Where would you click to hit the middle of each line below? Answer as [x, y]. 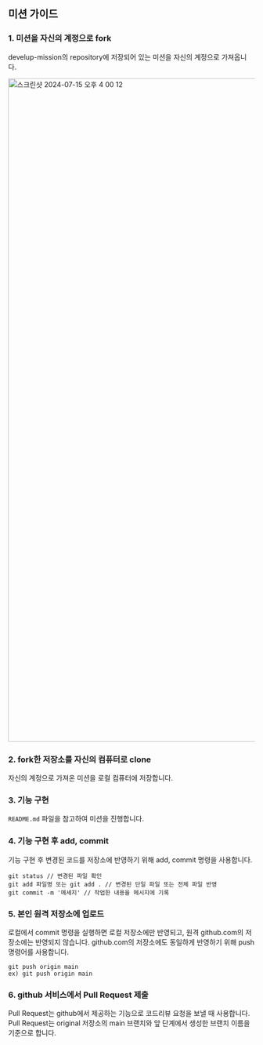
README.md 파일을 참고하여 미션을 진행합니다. [76, 819]
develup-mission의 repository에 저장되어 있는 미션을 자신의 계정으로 [114, 56]
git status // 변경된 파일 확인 [55, 876]
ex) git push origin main [50, 974]
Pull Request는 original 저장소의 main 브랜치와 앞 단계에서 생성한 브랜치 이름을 [129, 1023]
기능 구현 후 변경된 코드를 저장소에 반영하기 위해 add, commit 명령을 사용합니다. [130, 859]
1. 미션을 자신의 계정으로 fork [60, 38]
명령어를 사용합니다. [38, 952]
